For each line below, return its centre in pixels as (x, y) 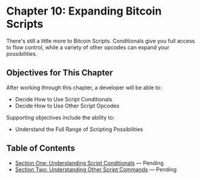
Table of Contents (41, 148)
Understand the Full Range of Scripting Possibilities (79, 129)
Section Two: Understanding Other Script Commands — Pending (96, 169)
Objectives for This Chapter (60, 73)
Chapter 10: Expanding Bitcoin (84, 11)
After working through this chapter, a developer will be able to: (84, 87)
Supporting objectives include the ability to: (61, 117)
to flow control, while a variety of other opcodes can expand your (88, 47)
